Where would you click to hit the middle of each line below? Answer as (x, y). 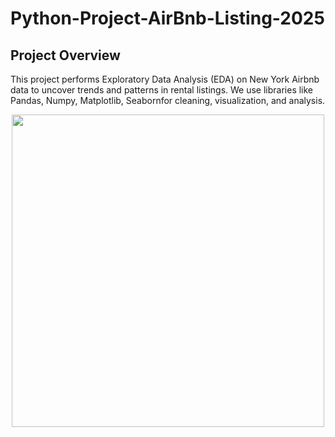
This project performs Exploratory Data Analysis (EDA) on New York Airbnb (165, 79)
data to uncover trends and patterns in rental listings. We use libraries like (162, 90)
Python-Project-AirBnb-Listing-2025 (167, 18)
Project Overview (65, 55)
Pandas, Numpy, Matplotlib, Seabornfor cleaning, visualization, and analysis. (168, 100)
